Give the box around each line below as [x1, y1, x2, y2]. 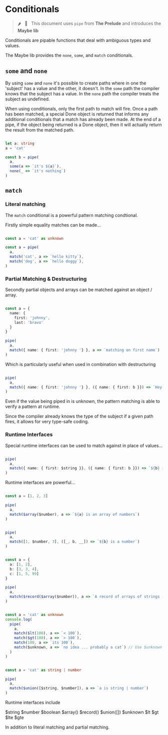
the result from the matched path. [5, 126, 74, 133]
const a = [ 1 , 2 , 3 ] [5, 493, 48, 498]
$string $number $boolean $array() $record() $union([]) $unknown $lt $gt [5, 709, 159, 715]
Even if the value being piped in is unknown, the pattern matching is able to [5, 398, 160, 404]
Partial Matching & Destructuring [5, 275, 87, 282]
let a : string [5, 141, 35, 146]
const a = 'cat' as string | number [5, 667, 81, 672]
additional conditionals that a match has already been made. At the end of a [5, 116, 161, 122]
